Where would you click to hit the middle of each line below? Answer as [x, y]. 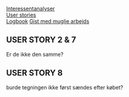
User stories [21, 15]
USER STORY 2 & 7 [41, 40]
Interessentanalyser [30, 9]
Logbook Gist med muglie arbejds [48, 21]
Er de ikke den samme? [35, 54]
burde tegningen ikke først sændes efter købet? [65, 87]
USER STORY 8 [34, 73]
